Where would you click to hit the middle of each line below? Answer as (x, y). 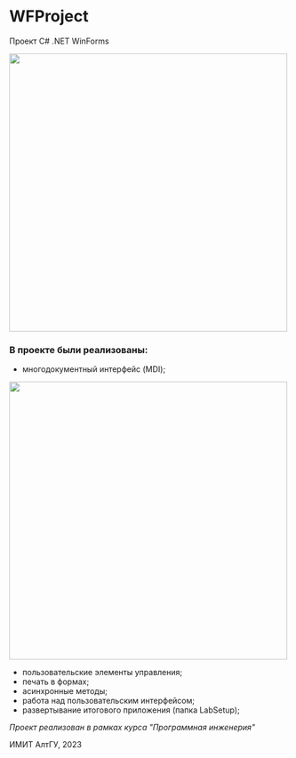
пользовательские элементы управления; (102, 673)
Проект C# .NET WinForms (59, 41)
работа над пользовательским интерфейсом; (108, 701)
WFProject (49, 16)
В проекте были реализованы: (79, 350)
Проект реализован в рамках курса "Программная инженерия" (132, 728)
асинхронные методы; (65, 691)
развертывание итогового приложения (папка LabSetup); (131, 710)
